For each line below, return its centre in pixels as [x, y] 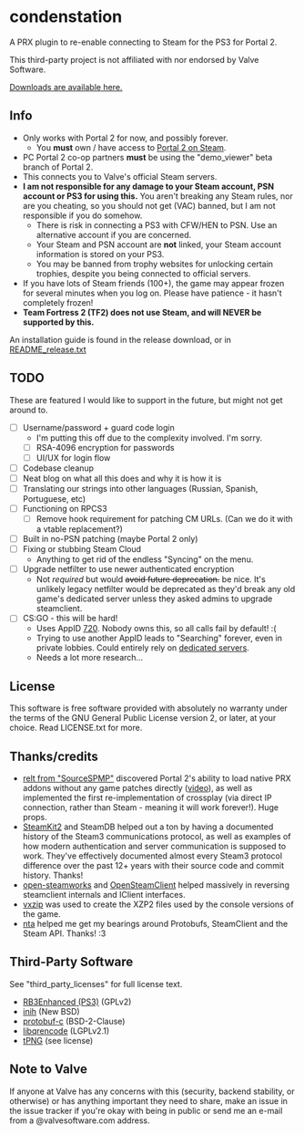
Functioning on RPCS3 [65, 508]
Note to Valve [49, 1069]
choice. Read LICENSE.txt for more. [76, 728]
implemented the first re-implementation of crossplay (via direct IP [147, 797]
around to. [29, 410]
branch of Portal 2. [58, 167]
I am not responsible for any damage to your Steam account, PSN [148, 186]
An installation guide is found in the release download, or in [121, 339]
